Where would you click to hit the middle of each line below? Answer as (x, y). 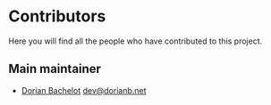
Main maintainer (55, 69)
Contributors (57, 16)
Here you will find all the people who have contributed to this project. (135, 41)
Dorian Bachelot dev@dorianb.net (84, 90)
